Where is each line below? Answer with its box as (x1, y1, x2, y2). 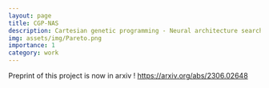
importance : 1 (8, 42, 56, 50)
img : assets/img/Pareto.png (8, 34, 102, 42)
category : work (8, 49, 59, 57)
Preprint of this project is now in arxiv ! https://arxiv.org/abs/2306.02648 (8, 71, 248, 80)
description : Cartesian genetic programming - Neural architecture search (8, 26, 263, 34)
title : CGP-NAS (8, 19, 59, 27)
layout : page (8, 11, 52, 20)
